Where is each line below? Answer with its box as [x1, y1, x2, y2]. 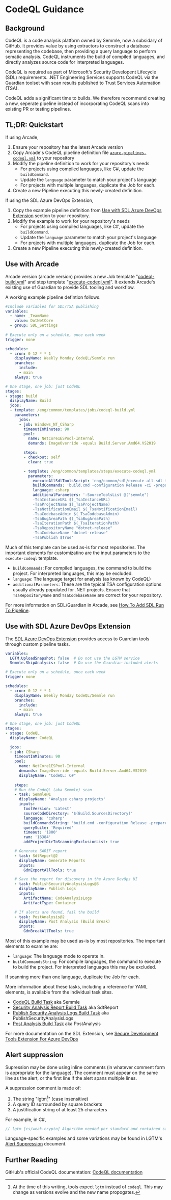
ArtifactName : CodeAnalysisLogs [23, 896, 93, 901]
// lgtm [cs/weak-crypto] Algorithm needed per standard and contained [5, 1126, 160, 1131]
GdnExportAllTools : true [23, 868, 76, 873]
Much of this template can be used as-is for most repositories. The [5, 544, 146, 550]
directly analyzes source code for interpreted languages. [5, 59, 125, 65]
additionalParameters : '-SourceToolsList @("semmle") [32, 492, 149, 498]
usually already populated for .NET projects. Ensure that [12, 586, 130, 592]
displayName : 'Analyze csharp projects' [18, 797, 106, 802]
